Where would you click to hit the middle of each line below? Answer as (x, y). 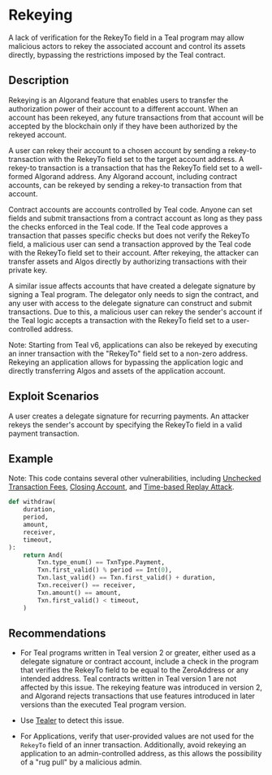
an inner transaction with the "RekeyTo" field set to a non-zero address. (128, 353)
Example (31, 459)
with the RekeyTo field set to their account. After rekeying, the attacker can (134, 252)
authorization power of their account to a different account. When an (123, 108)
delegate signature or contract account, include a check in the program (139, 662)
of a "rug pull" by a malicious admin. (81, 762)
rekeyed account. (38, 134)
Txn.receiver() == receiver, (87, 585)
